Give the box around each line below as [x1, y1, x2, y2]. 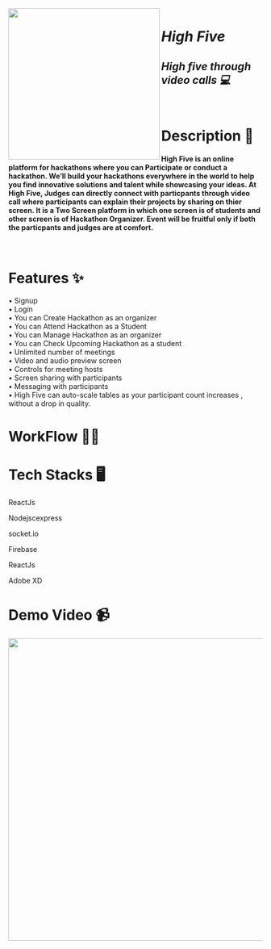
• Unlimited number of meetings [8, 347, 115, 357]
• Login [8, 304, 34, 314]
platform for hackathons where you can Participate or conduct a [8, 162, 228, 172]
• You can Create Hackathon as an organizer [8, 313, 157, 323]
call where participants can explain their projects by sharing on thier [8, 197, 242, 207]
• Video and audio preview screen [8, 356, 123, 366]
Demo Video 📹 [8, 605, 110, 624]
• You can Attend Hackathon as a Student [8, 322, 148, 332]
